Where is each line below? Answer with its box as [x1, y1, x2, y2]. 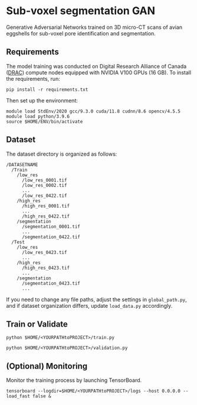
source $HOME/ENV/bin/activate [6, 118, 83, 124]
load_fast [6, 393, 31, 399]
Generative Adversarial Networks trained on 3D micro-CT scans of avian [6, 24, 183, 31]
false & [32, 393, 51, 399]
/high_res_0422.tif [21, 213, 70, 219]
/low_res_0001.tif [21, 177, 67, 183]
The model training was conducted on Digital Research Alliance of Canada [6, 62, 187, 70]
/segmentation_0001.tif [21, 223, 81, 229]
